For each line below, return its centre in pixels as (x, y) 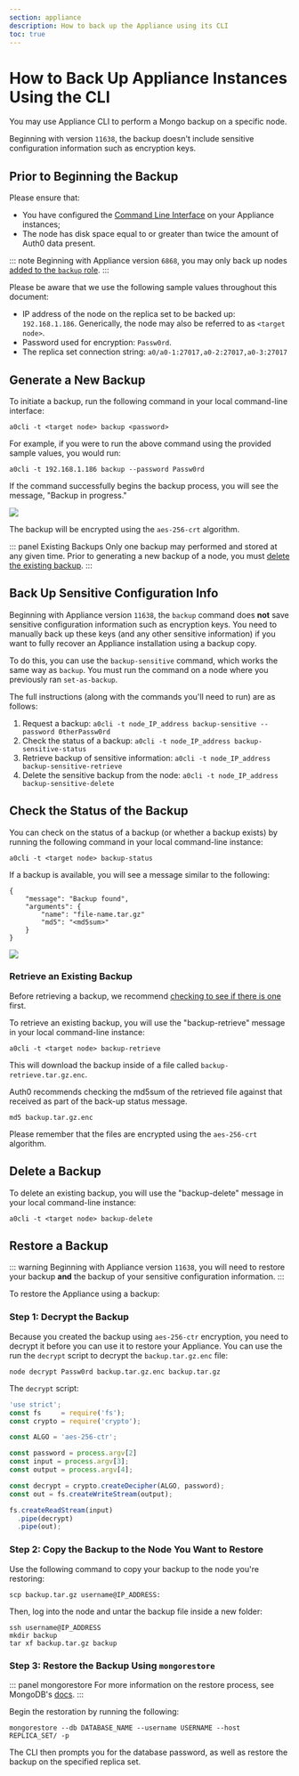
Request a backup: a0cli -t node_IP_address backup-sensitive (139, 723)
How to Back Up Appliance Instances (148, 78)
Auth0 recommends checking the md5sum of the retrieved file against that (146, 1091)
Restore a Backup (59, 1246)
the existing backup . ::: (51, 565)
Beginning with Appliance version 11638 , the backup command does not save (149, 614)
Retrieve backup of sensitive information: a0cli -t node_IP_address (146, 758)
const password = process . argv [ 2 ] (73, 1453)
